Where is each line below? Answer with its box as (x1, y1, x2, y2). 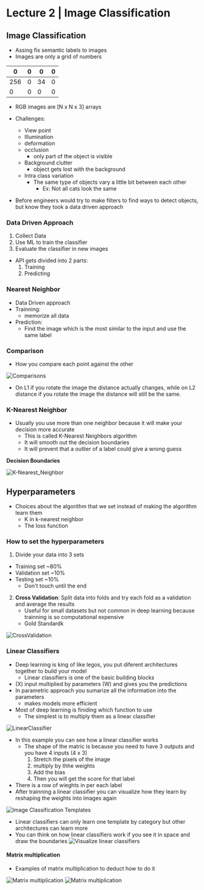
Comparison (6, 346, 44, 355)
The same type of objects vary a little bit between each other (33, 178, 187, 186)
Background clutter (24, 159, 73, 166)
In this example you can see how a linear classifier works (15, 736, 158, 743)
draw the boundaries (15, 837, 68, 844)
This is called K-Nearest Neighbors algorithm (24, 432, 137, 440)
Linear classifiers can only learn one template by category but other (15, 818, 186, 825)
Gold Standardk (24, 620, 64, 627)
